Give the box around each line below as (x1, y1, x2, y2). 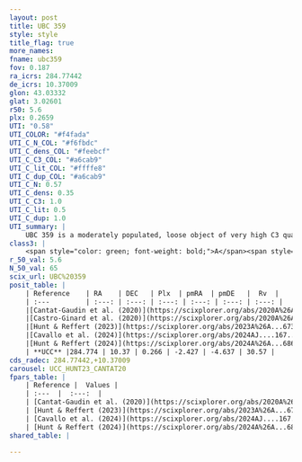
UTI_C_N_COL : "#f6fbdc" (9, 138, 99, 147)
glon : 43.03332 (9, 88, 67, 97)
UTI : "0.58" (9, 122, 54, 131)
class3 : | (9, 239, 47, 248)
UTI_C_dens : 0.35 (9, 189, 75, 198)
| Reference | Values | (25, 381, 119, 390)
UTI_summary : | (9, 222, 67, 231)
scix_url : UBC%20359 (9, 272, 87, 281)
